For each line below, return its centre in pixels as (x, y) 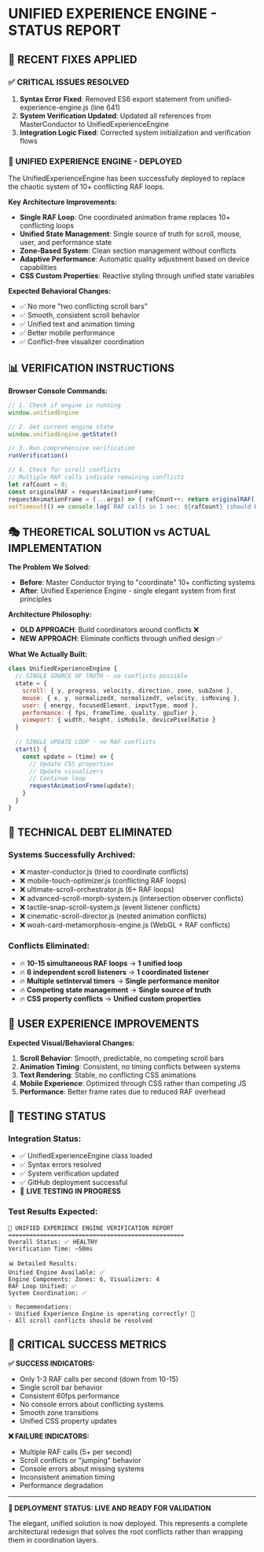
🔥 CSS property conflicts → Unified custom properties (110, 998)
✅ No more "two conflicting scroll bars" (83, 306)
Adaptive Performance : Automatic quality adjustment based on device (134, 259)
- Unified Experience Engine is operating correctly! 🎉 (101, 1313)
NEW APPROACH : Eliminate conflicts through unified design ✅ (121, 639)
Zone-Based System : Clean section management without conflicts (128, 251)
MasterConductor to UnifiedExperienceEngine (94, 124)
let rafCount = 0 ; (38, 484)
